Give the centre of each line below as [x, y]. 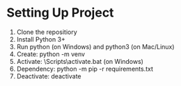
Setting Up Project [60, 13]
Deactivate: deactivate [49, 76]
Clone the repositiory [47, 32]
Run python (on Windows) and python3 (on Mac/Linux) [95, 46]
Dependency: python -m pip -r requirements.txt [85, 69]
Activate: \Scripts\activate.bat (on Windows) [80, 61]
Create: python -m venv [50, 54]
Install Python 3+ [41, 39]
